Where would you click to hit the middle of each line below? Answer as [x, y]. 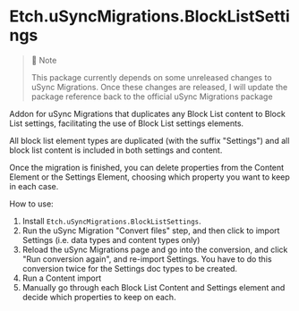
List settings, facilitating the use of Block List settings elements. [127, 123]
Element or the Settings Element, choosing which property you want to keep [150, 177]
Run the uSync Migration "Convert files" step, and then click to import [151, 231]
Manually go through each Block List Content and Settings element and [154, 287]
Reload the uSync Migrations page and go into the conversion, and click [155, 249]
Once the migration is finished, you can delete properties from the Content [147, 167]
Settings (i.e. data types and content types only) [111, 240]
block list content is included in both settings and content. [116, 150]
